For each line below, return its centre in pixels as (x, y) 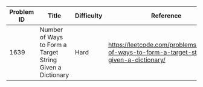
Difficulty (89, 16)
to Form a (53, 45)
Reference (166, 16)
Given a (50, 67)
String (48, 60)
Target (49, 52)
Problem (22, 12)
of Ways (51, 37)
